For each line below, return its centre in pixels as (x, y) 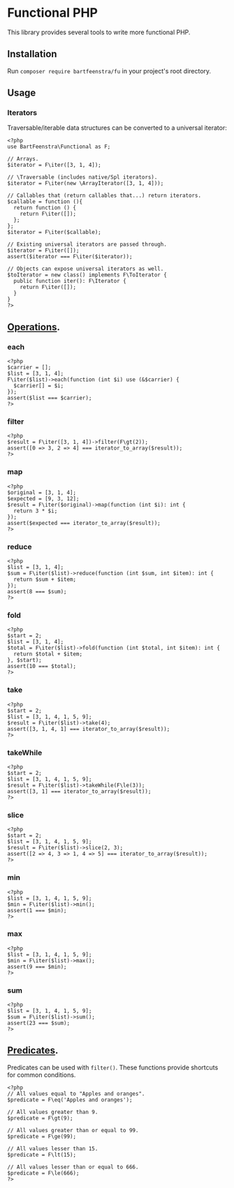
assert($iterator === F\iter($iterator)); (70, 257)
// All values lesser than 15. (53, 1149)
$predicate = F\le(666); (43, 1173)
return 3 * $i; (36, 511)
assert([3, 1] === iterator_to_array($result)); (79, 791)
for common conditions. (42, 1075)
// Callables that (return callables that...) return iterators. (104, 196)
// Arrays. (23, 159)
